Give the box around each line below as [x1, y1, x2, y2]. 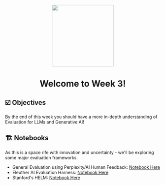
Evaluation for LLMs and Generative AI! [5, 119, 85, 125]
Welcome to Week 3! [39, 78, 126, 90]
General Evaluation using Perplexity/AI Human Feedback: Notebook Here [12, 164, 160, 170]
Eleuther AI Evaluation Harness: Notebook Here [12, 169, 109, 175]
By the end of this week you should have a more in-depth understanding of [5, 114, 158, 120]
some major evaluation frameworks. [5, 154, 78, 160]
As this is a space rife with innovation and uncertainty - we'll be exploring [5, 149, 154, 155]
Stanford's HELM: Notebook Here [12, 175, 80, 181]
